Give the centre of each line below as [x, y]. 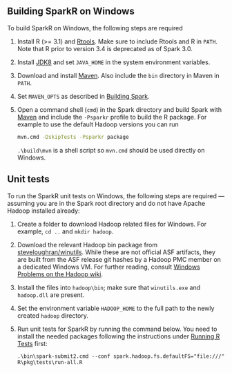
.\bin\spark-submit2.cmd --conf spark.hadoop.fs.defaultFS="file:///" [121, 356]
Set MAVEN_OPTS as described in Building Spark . [83, 96]
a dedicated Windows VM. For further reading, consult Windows [108, 267]
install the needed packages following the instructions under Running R [118, 336]
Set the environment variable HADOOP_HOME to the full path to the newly [116, 308]
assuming [21, 203]
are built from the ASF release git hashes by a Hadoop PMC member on [119, 259]
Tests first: [32, 343]
